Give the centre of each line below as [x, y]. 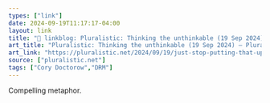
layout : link [30, 30]
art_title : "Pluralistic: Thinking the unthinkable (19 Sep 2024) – [125, 46]
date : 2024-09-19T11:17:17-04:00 [64, 23]
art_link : [25, 53]
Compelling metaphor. [45, 90]
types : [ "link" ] [35, 16]
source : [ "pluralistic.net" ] [57, 61]
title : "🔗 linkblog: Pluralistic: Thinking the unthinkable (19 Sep [125, 38]
